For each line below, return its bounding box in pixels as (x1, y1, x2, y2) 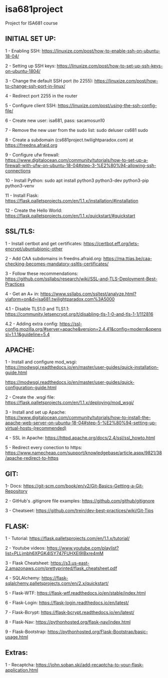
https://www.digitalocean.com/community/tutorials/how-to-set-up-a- (5, 157, 148, 163)
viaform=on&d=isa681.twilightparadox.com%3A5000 (5, 296, 115, 302)
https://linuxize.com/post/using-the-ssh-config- (57, 102, 157, 108)
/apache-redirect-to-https (5, 455, 59, 461)
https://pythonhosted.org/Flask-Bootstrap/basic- (47, 629, 148, 635)
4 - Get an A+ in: (5, 291, 39, 297)
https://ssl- (59, 321, 82, 327)
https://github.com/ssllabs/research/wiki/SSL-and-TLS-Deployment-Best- (5, 276, 157, 282)
